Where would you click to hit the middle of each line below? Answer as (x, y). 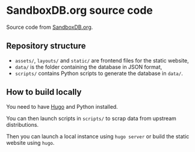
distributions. (23, 124)
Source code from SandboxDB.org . (50, 27)
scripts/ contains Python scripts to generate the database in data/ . (99, 73)
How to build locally (44, 92)
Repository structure (46, 46)
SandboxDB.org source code (80, 11)
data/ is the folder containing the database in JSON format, (88, 67)
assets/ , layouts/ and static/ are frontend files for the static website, (102, 60)
